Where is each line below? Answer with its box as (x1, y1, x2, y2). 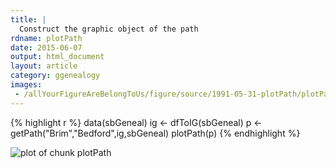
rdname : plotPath (10, 33, 83, 43)
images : (10, 80, 43, 90)
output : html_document (10, 52, 105, 62)
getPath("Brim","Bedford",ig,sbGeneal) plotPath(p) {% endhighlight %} (10, 127, 301, 139)
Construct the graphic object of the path (19, 24, 199, 34)
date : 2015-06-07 (10, 42, 83, 53)
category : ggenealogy (10, 71, 101, 81)
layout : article (10, 61, 78, 71)
